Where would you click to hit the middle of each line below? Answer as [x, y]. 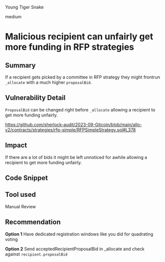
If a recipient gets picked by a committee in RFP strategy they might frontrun [82, 77]
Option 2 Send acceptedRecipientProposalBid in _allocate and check [75, 249]
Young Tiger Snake [24, 7]
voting [12, 239]
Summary [20, 65]
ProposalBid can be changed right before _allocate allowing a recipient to [80, 110]
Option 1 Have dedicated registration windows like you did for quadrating [79, 234]
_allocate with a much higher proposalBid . [49, 82]
